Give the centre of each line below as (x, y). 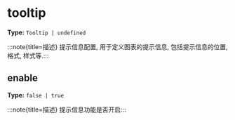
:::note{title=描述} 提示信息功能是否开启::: (67, 109)
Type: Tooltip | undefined (47, 32)
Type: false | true (36, 95)
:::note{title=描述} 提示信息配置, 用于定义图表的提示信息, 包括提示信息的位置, (117, 46)
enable (23, 78)
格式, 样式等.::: (28, 55)
